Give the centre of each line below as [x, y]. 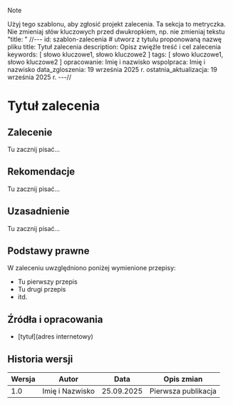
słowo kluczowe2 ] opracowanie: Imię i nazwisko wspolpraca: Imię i [106, 62]
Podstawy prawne [48, 251]
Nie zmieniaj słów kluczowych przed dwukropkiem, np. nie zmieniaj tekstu [116, 32]
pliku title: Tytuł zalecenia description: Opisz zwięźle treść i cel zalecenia [114, 47]
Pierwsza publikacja [183, 391]
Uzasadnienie [38, 211]
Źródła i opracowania [55, 319]
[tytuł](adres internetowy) [56, 337]
